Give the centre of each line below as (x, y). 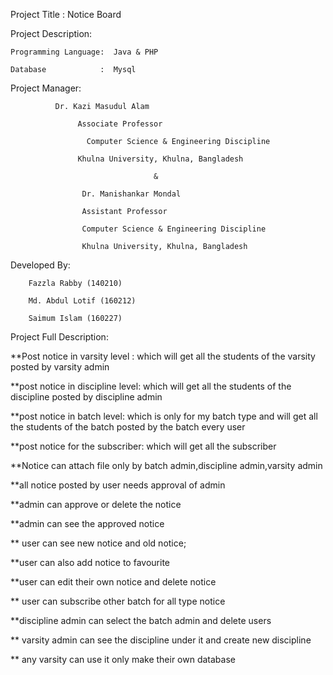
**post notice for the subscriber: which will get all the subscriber (143, 446)
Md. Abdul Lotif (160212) (82, 301)
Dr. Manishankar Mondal (131, 194)
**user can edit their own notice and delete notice (113, 582)
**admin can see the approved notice (87, 523)
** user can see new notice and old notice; (98, 543)
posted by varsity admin (60, 367)
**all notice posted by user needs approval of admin (118, 485)
